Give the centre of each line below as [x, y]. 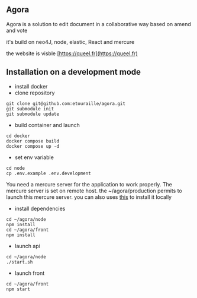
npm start [18, 289]
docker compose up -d [33, 146]
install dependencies [40, 208]
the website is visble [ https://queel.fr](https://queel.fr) [72, 53]
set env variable [34, 157]
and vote [17, 30]
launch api [27, 246]
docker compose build [33, 141]
